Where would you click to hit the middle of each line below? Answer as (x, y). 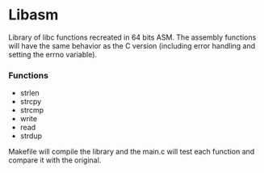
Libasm (34, 15)
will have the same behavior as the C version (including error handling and (132, 45)
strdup (31, 136)
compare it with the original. (55, 160)
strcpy (31, 102)
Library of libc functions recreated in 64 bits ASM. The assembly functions (132, 37)
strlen (30, 93)
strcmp (32, 110)
